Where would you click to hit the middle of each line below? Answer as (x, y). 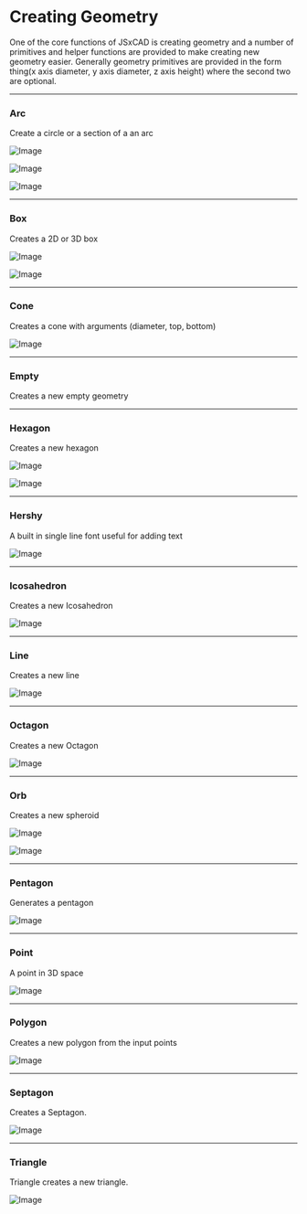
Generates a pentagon (52, 903)
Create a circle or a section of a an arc (81, 133)
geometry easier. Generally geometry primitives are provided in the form (145, 61)
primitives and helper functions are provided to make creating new (135, 51)
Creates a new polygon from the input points (94, 1042)
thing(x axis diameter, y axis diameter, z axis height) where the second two (150, 71)
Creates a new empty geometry (69, 396)
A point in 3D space (47, 973)
